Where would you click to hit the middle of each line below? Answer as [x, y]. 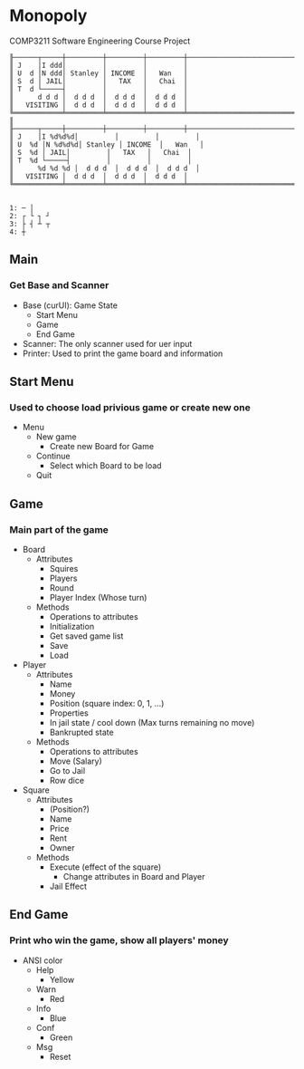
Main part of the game [59, 529]
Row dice [66, 780]
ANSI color [43, 960]
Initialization [72, 626]
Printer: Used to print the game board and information [123, 353]
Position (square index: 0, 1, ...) [107, 703]
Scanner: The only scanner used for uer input [107, 343]
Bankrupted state [82, 732]
